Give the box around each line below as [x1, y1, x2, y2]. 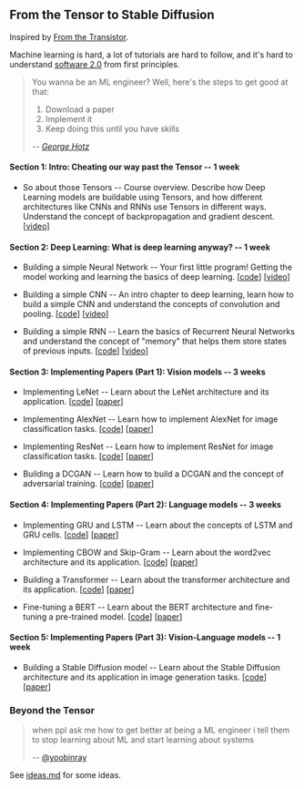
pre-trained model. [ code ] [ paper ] [55, 610, 183, 622]
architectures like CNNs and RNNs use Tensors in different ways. [22, 201, 267, 212]
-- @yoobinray [31, 752, 87, 763]
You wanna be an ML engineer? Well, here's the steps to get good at [31, 77, 289, 87]
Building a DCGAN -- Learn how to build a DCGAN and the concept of [22, 468, 284, 479]
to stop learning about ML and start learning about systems [31, 734, 255, 745]
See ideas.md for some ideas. [9, 770, 121, 781]
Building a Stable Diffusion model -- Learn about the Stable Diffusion [22, 661, 280, 672]
